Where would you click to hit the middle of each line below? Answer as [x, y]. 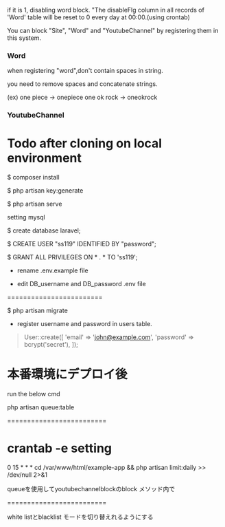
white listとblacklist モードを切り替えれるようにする [80, 517]
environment [45, 158]
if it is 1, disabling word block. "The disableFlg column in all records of [106, 10]
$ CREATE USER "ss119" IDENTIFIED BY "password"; [82, 244]
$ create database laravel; [44, 230]
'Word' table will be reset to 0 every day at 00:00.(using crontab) [99, 17]
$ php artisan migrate [38, 311]
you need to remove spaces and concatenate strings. [82, 84]
